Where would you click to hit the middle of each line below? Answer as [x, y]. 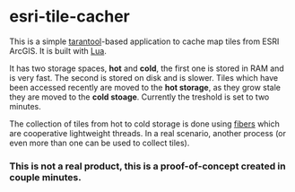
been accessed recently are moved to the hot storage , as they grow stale [145, 87]
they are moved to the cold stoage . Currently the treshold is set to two [139, 97]
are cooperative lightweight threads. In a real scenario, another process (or [148, 133]
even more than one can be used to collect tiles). [100, 143]
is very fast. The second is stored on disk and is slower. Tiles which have [144, 77]
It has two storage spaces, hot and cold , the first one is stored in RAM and [147, 68]
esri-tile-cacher [69, 17]
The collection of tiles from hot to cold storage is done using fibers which [145, 124]
